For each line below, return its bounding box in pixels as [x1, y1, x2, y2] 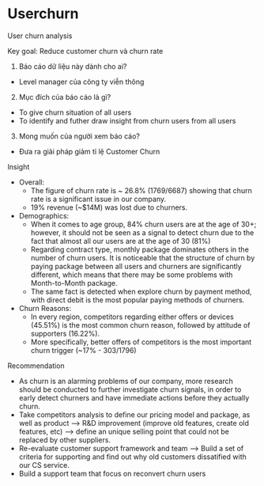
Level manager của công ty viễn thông [18, 77, 145, 86]
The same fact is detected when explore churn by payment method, [30, 287, 252, 296]
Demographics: [18, 211, 70, 220]
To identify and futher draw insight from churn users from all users [18, 116, 236, 125]
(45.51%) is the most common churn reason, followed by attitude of [30, 320, 251, 329]
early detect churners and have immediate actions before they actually [18, 393, 250, 402]
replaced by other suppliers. [18, 435, 111, 444]
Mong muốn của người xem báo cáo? [18, 131, 140, 141]
